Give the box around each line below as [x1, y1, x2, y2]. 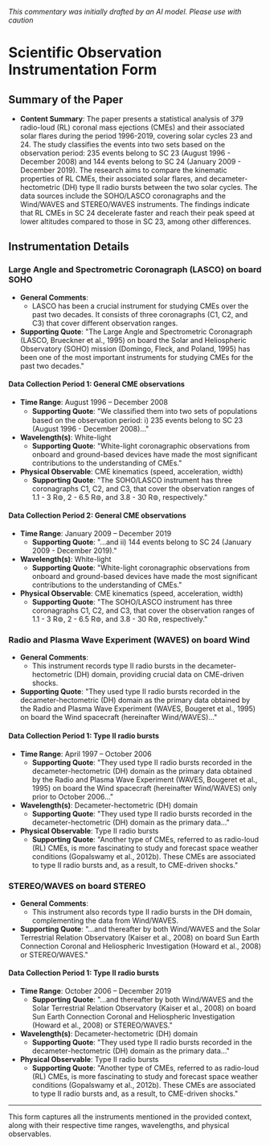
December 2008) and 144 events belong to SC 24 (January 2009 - [19, 157, 241, 166]
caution [8, 15, 34, 25]
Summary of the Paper [8, 93, 124, 106]
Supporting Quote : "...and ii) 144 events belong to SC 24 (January [31, 537, 252, 547]
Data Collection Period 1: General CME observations [8, 379, 185, 389]
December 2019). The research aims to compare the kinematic [19, 165, 227, 175]
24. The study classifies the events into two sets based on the [19, 140, 226, 149]
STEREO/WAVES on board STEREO [8, 880, 146, 891]
